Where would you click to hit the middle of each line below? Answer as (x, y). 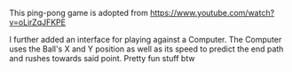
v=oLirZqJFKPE (38, 22)
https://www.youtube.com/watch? (212, 13)
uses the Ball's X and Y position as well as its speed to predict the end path (146, 49)
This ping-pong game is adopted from (79, 13)
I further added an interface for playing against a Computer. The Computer (146, 40)
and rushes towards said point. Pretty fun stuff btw (102, 58)
